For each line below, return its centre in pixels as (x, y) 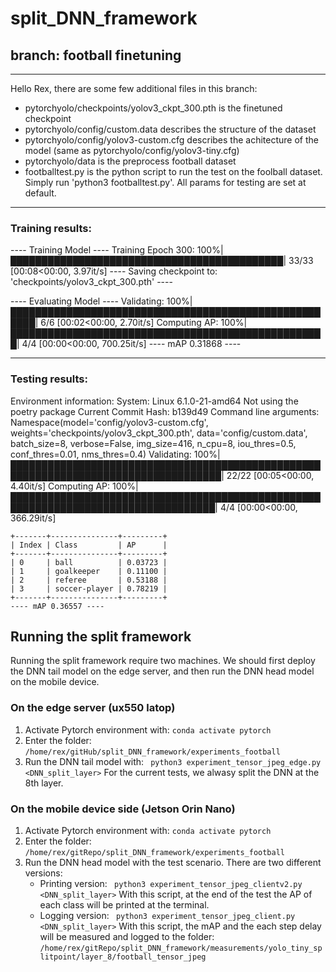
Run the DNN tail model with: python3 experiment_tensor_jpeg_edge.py (173, 761)
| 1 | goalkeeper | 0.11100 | (89, 571)
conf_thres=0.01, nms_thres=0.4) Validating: (101, 454)
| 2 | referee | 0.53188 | (89, 580)
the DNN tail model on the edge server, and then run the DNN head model (162, 671)
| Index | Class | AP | (89, 545)
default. (40, 193)
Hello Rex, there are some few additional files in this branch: (134, 88)
